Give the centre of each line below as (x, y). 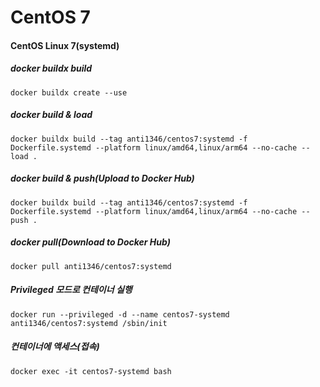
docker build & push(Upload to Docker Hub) (102, 178)
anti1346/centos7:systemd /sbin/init (89, 323)
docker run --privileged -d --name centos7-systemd (120, 314)
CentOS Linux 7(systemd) (65, 45)
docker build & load (51, 115)
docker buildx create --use (69, 92)
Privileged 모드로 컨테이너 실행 (71, 290)
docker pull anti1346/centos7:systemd (91, 266)
